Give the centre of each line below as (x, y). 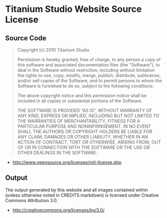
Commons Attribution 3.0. (32, 200)
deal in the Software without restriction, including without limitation (86, 70)
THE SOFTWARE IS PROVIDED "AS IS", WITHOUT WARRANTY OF (85, 110)
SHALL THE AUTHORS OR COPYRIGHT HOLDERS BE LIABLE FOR (85, 132)
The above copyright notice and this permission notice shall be (82, 96)
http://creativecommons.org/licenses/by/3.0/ (58, 210)
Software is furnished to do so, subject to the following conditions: (85, 86)
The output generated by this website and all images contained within (77, 190)
